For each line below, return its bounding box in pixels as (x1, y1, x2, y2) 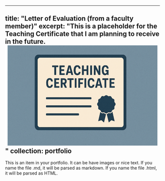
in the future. (5, 37, 46, 46)
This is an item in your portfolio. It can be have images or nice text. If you (5, 159, 152, 165)
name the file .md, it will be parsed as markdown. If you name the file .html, (5, 165, 157, 171)
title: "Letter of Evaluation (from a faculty (5, 14, 134, 23)
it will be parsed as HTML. (5, 170, 58, 176)
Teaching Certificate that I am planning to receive (5, 30, 160, 38)
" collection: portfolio (5, 147, 72, 155)
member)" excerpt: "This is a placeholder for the (5, 22, 158, 30)
